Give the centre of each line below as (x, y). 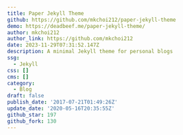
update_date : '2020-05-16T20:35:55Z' (61, 108)
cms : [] (18, 77)
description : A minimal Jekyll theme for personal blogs (90, 52)
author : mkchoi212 (33, 32)
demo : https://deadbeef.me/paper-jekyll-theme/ (76, 26)
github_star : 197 (32, 115)
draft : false (26, 96)
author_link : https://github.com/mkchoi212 (70, 39)
